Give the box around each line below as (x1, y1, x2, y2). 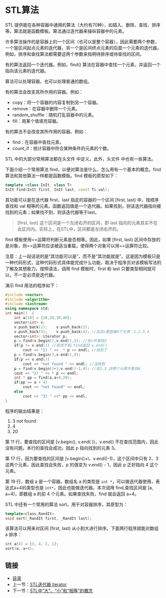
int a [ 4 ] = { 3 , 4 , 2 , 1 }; (5, 541, 59, 546)
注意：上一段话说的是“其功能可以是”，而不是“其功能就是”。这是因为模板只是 (5, 253, 161, 259)
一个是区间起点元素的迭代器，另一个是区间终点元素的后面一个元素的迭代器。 (5, 45, 162, 51)
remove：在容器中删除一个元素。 (12, 105, 80, 112)
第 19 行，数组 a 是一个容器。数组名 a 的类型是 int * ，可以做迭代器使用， (5, 478, 156, 484)
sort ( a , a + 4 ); (5, 546, 35, 551)
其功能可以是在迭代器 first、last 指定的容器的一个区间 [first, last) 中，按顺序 (5, 197, 160, 202)
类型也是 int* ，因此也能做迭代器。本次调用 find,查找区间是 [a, (26, 484, 154, 490)
